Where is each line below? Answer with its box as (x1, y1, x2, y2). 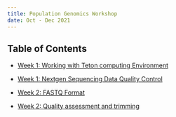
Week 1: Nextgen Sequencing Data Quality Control (17, 75, 163, 83)
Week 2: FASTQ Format (17, 88, 86, 97)
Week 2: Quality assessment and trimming (17, 102, 140, 111)
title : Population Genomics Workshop (7, 10, 118, 18)
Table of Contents (7, 43, 88, 55)
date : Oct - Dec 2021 (7, 17, 71, 24)
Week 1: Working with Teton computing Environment (17, 61, 169, 70)
